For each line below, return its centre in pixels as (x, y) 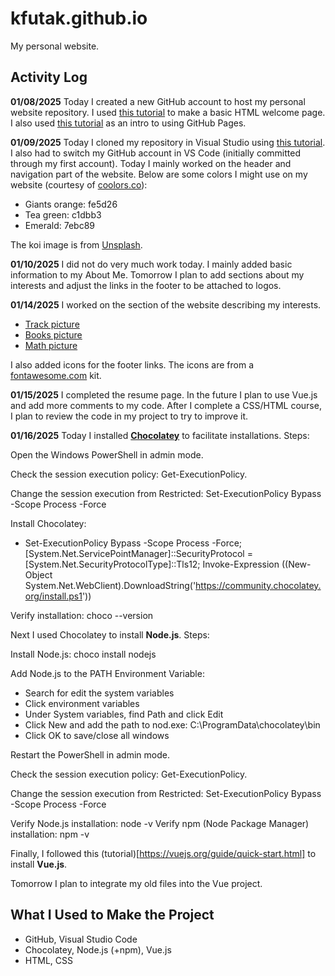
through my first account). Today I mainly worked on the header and (151, 163)
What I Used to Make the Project (112, 915)
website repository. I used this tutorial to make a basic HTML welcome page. (168, 112)
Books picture (53, 334)
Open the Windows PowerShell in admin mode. (107, 454)
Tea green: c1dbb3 (63, 214)
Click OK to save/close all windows (97, 735)
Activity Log (49, 77)
